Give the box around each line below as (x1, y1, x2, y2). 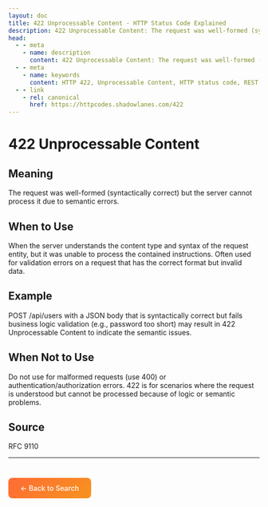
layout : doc (8, 11, 48, 20)
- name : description (22, 49, 91, 57)
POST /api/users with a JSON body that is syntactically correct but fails (8, 311, 243, 320)
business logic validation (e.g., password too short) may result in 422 (8, 319, 235, 328)
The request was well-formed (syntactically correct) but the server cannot (8, 188, 253, 198)
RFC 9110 (8, 442, 39, 451)
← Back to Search (20, 484, 80, 493)
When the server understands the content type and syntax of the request (8, 240, 249, 250)
